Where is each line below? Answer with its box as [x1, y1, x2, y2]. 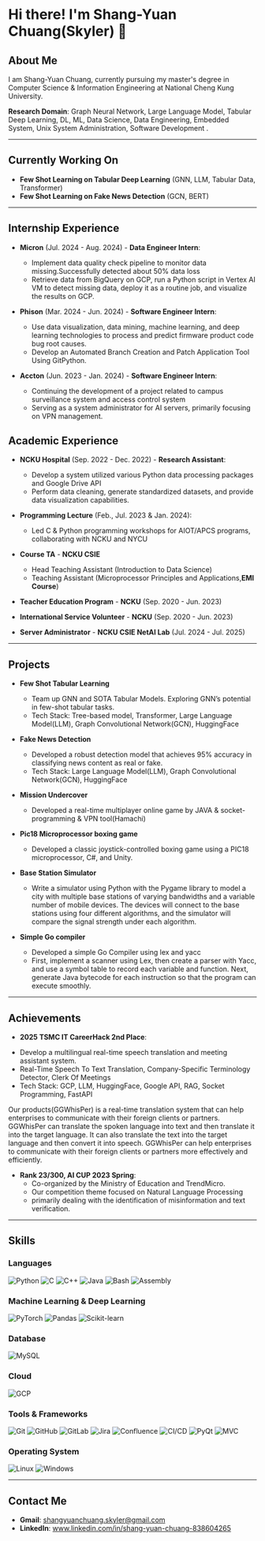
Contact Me [8, 1494, 67, 1508]
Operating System [8, 1446, 80, 1457]
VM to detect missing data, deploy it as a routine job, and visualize [31, 282, 247, 293]
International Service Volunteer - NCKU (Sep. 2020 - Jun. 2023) [19, 612, 233, 622]
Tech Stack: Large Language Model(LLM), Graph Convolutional [31, 767, 237, 776]
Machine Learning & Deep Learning [8, 1296, 146, 1307]
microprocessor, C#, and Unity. [31, 853, 133, 862]
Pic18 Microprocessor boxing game [19, 829, 138, 839]
